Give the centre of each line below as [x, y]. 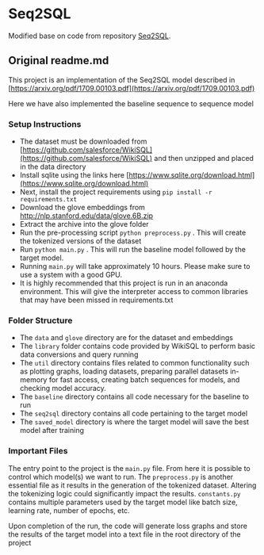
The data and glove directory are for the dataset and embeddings [126, 338]
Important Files [38, 451]
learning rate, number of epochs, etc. [69, 510]
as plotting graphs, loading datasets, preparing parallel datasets [124, 371]
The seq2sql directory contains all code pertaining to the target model [134, 414]
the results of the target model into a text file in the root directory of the [124, 534]
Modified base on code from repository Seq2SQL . [90, 36]
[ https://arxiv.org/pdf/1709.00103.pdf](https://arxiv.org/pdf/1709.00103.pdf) [132, 88]
